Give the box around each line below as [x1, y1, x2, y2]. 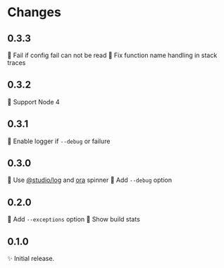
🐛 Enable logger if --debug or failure [7, 137, 111, 145]
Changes [7, 4, 61, 20]
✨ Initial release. [7, 255, 55, 263]
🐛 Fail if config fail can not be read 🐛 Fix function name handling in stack [7, 51, 218, 59]
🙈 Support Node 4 [7, 97, 60, 106]
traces [7, 59, 26, 67]
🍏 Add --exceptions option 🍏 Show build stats [7, 215, 141, 224]
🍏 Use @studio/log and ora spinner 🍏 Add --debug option [7, 176, 173, 184]
